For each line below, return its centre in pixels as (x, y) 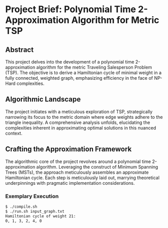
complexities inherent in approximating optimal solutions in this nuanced (81, 127)
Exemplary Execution (32, 196)
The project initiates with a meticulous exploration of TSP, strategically (79, 111)
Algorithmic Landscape (43, 99)
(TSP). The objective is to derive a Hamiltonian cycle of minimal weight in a (83, 73)
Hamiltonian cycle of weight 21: (41, 216)
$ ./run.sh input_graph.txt (35, 211)
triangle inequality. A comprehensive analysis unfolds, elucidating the (78, 122)
